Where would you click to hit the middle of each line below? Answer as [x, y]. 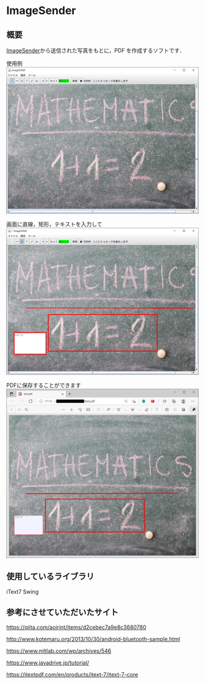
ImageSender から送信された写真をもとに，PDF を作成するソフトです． [95, 50]
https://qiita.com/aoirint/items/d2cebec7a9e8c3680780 [76, 627]
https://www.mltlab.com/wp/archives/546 [59, 651]
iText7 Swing [23, 591]
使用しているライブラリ [50, 577]
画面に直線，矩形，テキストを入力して [54, 224]
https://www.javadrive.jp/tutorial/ [48, 663]
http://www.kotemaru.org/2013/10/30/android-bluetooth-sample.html [93, 639]
